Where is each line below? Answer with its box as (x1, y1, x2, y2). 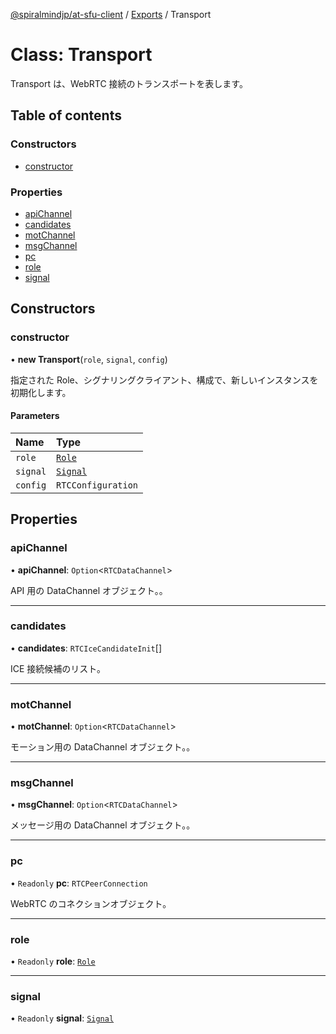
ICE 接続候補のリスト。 (10, 662, 107, 674)
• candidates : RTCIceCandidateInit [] (10, 642, 163, 654)
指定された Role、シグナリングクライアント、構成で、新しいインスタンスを (10, 374, 319, 386)
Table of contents (10, 107, 122, 124)
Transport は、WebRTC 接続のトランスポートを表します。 (10, 77, 248, 89)
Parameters (10, 410, 60, 422)
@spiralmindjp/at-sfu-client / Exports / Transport (10, 9, 212, 20)
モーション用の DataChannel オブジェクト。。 (10, 741, 196, 753)
